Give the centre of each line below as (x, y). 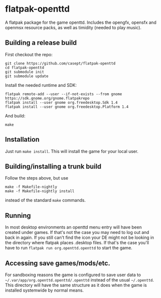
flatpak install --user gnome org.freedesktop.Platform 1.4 (67, 107)
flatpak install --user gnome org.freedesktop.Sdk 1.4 (61, 102)
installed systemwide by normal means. (44, 290)
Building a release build (41, 43)
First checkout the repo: (29, 54)
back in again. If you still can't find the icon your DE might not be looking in (80, 238)
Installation (22, 140)
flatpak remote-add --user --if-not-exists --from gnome (64, 94)
